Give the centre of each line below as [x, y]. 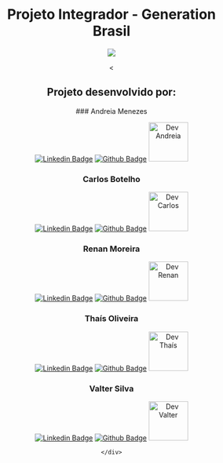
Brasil [111, 31]
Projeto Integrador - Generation [111, 15]
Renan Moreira [111, 249]
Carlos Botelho [111, 179]
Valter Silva [111, 388]
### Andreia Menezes [111, 111]
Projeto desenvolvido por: [111, 92]
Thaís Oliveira [111, 319]
